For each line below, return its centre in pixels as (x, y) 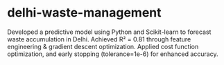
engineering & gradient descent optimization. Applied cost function (103, 46)
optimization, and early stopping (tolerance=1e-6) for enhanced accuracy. (113, 54)
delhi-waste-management (84, 13)
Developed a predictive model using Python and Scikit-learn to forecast (109, 32)
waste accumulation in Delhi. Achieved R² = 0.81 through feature (99, 39)
